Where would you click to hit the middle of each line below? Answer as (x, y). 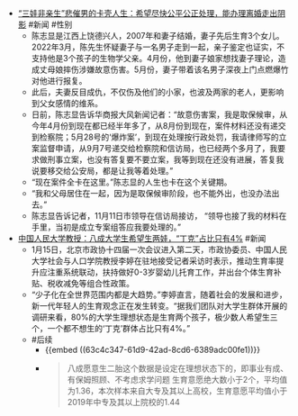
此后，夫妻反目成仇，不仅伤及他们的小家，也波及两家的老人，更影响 (158, 92)
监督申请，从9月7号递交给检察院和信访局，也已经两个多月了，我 (158, 148)
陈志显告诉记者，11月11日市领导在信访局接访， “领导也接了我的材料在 (159, 216)
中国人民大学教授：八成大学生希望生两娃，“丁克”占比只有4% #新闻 (142, 238)
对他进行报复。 (59, 81)
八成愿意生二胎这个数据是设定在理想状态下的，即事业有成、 (178, 368)
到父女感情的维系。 (67, 103)
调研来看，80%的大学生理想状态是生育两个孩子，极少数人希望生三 (154, 317)
